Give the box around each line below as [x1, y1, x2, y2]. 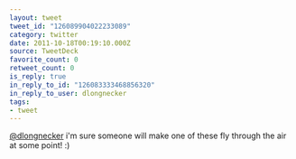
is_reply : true [9, 72, 67, 81]
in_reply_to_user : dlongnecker [9, 89, 127, 98]
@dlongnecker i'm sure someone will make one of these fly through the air [9, 130, 287, 141]
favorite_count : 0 [9, 55, 79, 64]
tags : [9, 97, 30, 107]
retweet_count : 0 [9, 64, 75, 73]
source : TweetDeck [9, 47, 79, 56]
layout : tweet [9, 13, 63, 23]
